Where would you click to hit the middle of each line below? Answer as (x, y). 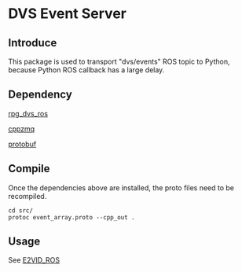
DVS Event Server (68, 14)
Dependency (40, 95)
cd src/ (21, 210)
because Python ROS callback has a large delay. (86, 70)
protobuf (22, 144)
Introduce (33, 43)
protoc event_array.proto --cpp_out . (71, 217)
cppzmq (22, 129)
